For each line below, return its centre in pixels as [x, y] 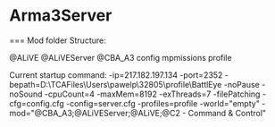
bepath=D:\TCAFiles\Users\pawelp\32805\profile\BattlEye [116, 84]
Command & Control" [227, 113]
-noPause [242, 84]
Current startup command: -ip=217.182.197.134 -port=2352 [116, 75]
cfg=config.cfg [37, 103]
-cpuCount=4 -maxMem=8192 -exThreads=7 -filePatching [152, 94]
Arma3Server [61, 16]
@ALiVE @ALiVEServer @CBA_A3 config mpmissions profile [121, 57]
